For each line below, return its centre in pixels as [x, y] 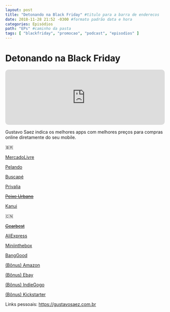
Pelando [14, 167]
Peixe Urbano [19, 196]
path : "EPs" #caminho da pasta [38, 29]
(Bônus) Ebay [19, 275]
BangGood [16, 255]
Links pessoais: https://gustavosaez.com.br [51, 304]
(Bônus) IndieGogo [25, 284]
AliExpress [16, 236]
